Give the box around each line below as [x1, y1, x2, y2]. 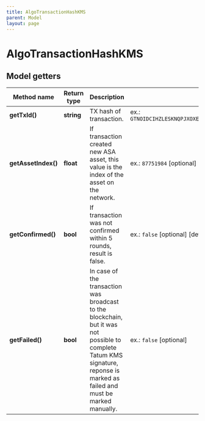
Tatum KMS [89, 351, 123, 360]
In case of [89, 267, 118, 275]
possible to [89, 336, 121, 345]
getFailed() [9, 336, 42, 345]
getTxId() [9, 111, 37, 119]
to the [89, 305, 107, 314]
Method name [13, 93, 55, 102]
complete [89, 343, 117, 352]
